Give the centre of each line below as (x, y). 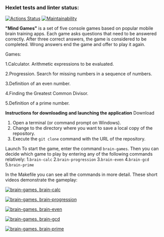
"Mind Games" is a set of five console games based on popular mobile (79, 28)
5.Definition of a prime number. (38, 103)
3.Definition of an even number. (38, 84)
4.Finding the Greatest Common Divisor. (47, 93)
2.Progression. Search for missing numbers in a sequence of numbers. (79, 74)
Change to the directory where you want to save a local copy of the (83, 128)
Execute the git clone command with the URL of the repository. (79, 139)
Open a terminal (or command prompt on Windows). (67, 123)
